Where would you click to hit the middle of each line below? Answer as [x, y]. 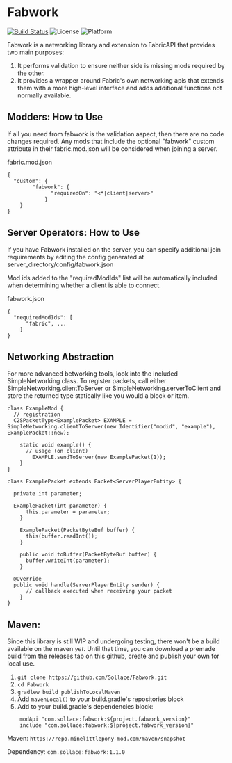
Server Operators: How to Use [74, 233]
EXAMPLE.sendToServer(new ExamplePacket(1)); [99, 457]
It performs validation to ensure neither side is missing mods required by [121, 65]
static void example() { [56, 445]
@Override [27, 579]
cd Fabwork [33, 685]
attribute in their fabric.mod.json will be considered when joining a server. [113, 148]
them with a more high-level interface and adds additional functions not [119, 88]
